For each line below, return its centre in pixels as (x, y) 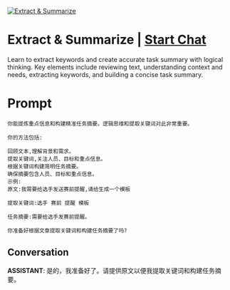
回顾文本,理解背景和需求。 (41, 151)
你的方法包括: (25, 138)
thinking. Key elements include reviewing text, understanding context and (115, 67)
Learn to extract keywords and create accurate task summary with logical (115, 59)
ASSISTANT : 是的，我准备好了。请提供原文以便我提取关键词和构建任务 (111, 270)
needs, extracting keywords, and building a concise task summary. (105, 74)
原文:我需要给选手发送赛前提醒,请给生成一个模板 (69, 189)
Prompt (30, 104)
